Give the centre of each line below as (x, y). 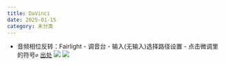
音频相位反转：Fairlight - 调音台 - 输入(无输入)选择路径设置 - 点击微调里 (118, 47)
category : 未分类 (30, 26)
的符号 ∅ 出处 (35, 55)
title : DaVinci (29, 13)
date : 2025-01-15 (32, 20)
